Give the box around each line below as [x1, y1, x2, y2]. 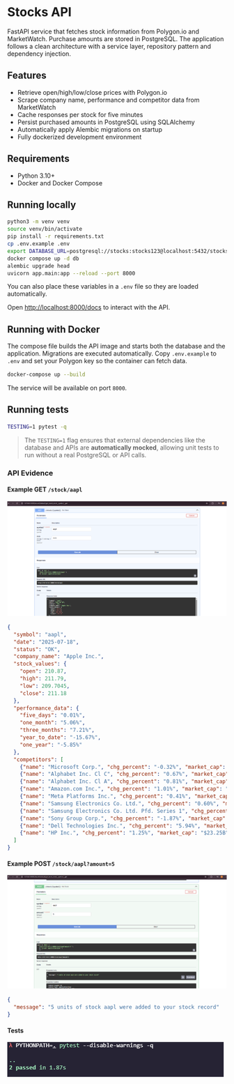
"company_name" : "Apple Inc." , [13, 653, 104, 660]
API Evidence [7, 468, 54, 478]
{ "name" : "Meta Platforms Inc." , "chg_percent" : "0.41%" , [19, 793, 192, 800]
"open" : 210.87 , [19, 668, 68, 675]
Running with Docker [7, 323, 100, 335]
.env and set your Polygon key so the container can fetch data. [7, 357, 187, 365]
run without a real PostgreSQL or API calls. [24, 450, 147, 459]
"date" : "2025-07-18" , [13, 639, 79, 646]
